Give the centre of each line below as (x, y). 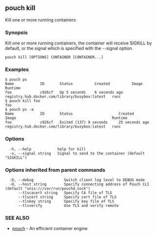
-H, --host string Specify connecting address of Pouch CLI (79, 184)
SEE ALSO (17, 218)
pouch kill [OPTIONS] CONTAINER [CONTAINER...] (54, 57)
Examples (17, 69)
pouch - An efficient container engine (50, 229)
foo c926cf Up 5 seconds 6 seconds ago (64, 92)
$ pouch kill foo (23, 101)
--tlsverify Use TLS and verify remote (68, 206)
